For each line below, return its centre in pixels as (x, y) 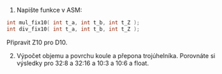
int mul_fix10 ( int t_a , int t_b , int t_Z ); (73, 23)
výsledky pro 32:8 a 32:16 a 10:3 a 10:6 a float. (83, 63)
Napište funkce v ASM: (49, 10)
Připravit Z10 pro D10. (37, 42)
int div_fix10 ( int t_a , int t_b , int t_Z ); (73, 29)
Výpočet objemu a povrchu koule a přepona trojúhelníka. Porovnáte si (116, 55)
